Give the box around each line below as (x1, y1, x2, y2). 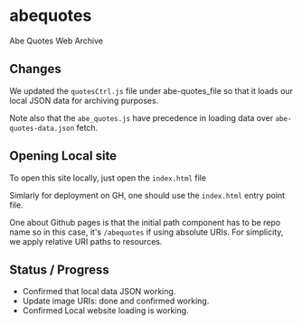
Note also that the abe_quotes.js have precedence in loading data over (9, 112, 274, 123)
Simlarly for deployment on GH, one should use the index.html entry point (9, 190, 286, 200)
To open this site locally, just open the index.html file (9, 172, 206, 183)
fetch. (76, 122, 99, 133)
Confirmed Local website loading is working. (22, 305, 189, 316)
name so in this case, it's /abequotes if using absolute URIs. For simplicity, (9, 227, 284, 237)
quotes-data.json (9, 124, 75, 133)
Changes (9, 61, 61, 77)
